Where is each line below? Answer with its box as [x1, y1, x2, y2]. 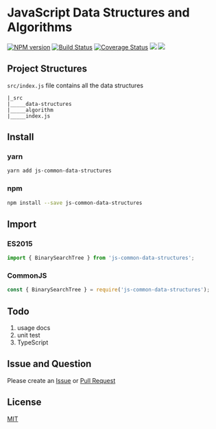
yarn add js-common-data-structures [7, 167, 112, 175]
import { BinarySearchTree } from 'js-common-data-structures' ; [7, 254, 195, 262]
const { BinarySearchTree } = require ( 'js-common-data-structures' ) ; [7, 287, 211, 294]
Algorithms [7, 19, 73, 35]
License [7, 397, 42, 408]
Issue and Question [7, 358, 92, 370]
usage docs [16, 324, 51, 332]
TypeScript [16, 338, 49, 346]
